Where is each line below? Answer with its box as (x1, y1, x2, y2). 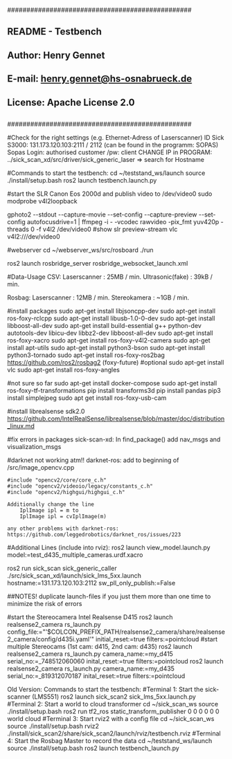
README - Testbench (7, 26, 102, 37)
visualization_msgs (7, 442, 62, 450)
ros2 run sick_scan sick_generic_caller (7, 564, 117, 572)
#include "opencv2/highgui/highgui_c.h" (7, 488, 126, 495)
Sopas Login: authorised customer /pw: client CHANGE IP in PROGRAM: (7, 148, 213, 156)
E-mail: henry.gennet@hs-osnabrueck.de (7, 73, 193, 85)
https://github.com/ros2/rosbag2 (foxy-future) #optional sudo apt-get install (7, 358, 224, 366)
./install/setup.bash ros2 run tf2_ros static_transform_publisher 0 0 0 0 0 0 (7, 707, 220, 715)
